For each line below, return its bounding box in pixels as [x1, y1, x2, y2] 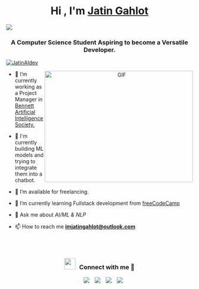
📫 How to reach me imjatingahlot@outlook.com [14, 223, 136, 230]
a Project [14, 90, 37, 97]
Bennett [14, 102, 34, 109]
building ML [14, 145, 44, 153]
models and [14, 151, 44, 158]
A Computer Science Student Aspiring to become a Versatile [11, 38, 188, 46]
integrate [14, 164, 37, 172]
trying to [14, 158, 36, 165]
